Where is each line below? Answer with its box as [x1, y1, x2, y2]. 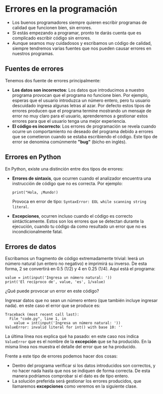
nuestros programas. [12, 50, 54, 56]
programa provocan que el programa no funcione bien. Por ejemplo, [12, 92, 149, 98]
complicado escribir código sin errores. [12, 35, 91, 41]
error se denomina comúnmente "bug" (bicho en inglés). [12, 139, 127, 145]
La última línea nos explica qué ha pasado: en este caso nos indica [5, 334, 139, 339]
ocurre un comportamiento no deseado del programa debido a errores [12, 128, 153, 134]
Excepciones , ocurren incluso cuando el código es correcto [12, 213, 133, 219]
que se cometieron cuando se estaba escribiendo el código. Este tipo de [12, 133, 158, 139]
